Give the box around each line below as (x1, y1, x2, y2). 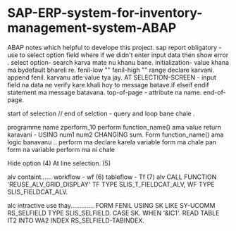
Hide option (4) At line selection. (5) (7, 158, 111, 167)
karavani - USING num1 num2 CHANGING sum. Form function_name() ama (7, 130, 224, 139)
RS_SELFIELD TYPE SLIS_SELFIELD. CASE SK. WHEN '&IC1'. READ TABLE (7, 208, 220, 217)
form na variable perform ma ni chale (7, 145, 115, 154)
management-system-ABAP (7, 20, 177, 36)
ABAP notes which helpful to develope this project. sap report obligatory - (7, 43, 222, 51)
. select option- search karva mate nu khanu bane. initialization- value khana (7, 58, 230, 66)
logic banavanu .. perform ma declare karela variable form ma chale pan (7, 137, 217, 146)
